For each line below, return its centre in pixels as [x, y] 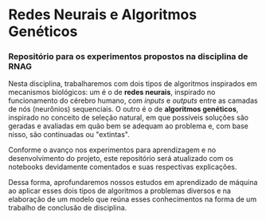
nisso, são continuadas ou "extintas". [69, 135]
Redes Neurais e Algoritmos [103, 15]
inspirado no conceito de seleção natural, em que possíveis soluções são [129, 118]
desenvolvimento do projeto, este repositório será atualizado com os [121, 159]
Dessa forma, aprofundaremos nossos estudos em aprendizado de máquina [133, 183]
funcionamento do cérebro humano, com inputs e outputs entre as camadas [133, 100]
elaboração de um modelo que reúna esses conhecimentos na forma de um [133, 199]
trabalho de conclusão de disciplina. [68, 208]
